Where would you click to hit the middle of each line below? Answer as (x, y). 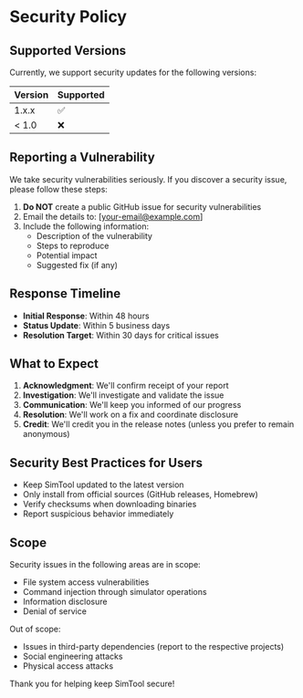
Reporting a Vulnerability (82, 157)
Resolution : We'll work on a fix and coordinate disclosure (131, 415)
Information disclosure (65, 602)
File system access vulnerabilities (86, 582)
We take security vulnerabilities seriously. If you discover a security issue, (148, 179)
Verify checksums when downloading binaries (110, 505)
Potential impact (67, 255)
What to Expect (54, 364)
